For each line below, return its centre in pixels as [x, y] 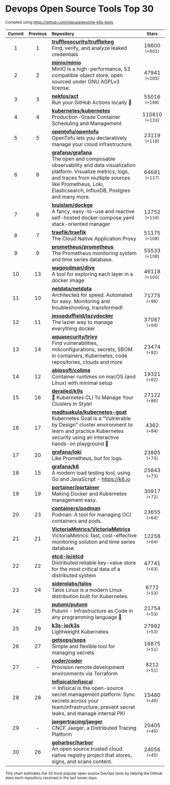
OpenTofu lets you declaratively [89, 138]
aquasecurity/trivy [74, 336]
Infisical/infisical [72, 682]
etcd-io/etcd [68, 556]
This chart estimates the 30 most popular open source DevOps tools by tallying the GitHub [84, 773]
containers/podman [76, 508]
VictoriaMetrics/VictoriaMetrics [91, 529]
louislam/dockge [72, 205]
